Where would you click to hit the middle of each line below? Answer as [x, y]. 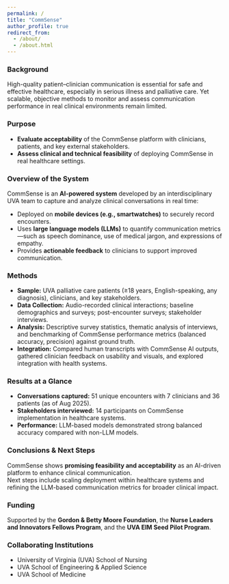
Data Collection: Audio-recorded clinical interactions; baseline [105, 305]
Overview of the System [48, 178]
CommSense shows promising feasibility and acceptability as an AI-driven [114, 465]
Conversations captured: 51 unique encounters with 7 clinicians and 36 [118, 396]
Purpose [22, 124]
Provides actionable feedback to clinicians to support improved [107, 250]
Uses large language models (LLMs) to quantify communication [107, 229]
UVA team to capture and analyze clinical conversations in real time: [103, 200]
